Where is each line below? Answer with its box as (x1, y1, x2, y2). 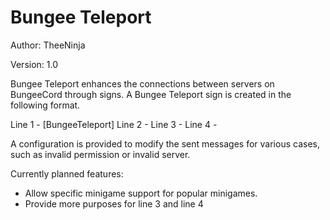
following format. (10, 99, 81, 111)
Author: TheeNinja (10, 39, 86, 51)
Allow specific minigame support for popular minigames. (24, 187, 258, 199)
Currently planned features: (10, 167, 124, 180)
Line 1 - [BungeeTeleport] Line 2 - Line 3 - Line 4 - (10, 118, 218, 130)
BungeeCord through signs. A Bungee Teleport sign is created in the (10, 88, 292, 100)
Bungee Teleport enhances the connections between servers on (10, 77, 275, 90)
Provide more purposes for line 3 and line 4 (24, 197, 204, 210)
